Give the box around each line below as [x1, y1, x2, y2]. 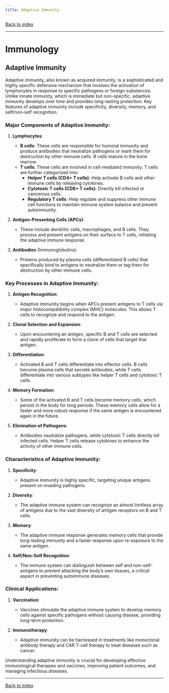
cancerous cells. [27, 191, 62, 197]
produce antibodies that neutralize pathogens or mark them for [20, 148, 151, 154]
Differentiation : [12, 352, 45, 358]
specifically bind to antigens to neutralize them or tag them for [20, 262, 149, 268]
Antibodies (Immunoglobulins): [12, 247, 78, 253]
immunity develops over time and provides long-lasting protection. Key [5, 98, 152, 104]
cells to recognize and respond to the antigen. [20, 312, 116, 318]
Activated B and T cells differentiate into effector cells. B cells [20, 361, 148, 367]
